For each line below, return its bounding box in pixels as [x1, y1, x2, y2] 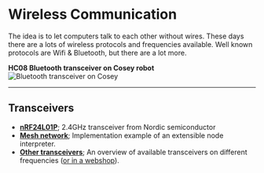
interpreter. [19, 139, 57, 148]
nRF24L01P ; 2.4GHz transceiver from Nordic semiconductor [19, 122, 216, 132]
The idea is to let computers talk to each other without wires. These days [8, 31, 244, 41]
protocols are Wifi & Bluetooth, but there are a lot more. [8, 48, 187, 57]
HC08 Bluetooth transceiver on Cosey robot [8, 63, 155, 72]
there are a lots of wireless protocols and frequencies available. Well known [8, 39, 253, 49]
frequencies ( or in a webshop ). [19, 155, 119, 165]
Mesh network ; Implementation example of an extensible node [19, 131, 224, 140]
